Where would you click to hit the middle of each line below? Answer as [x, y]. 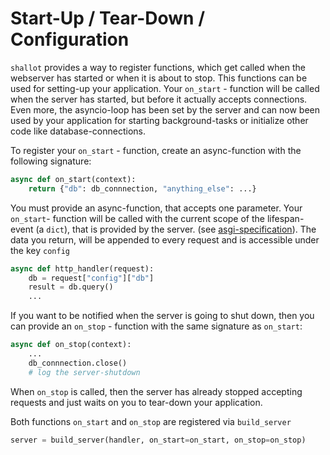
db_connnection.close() [78, 363]
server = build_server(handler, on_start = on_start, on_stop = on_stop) [158, 440]
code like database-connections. [78, 131]
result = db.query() [71, 287]
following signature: [51, 161]
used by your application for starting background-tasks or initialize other [159, 120]
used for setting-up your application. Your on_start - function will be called [165, 88]
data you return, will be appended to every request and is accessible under [165, 239]
